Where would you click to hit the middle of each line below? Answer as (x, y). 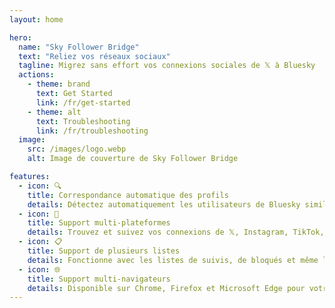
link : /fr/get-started (83, 102)
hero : (20, 37)
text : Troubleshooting (83, 121)
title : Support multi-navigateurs (99, 279)
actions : (36, 75)
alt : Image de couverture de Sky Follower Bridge (133, 159)
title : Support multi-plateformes (99, 223)
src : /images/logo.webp (77, 149)
